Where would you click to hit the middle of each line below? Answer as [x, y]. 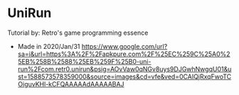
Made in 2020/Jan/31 [49, 46]
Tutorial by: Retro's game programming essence [78, 33]
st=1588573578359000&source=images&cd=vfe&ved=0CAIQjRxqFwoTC [124, 77]
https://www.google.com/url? [124, 46]
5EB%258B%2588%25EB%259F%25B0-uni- [84, 61]
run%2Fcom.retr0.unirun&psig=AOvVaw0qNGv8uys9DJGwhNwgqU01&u [124, 69]
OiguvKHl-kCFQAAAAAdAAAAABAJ [71, 84]
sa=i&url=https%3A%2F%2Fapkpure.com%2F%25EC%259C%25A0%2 [124, 54]
